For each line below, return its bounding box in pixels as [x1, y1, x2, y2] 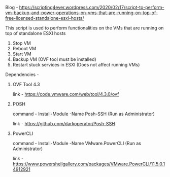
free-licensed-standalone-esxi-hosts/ [5, 15, 84, 21]
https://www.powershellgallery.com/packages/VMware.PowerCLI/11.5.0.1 [12, 161, 165, 167]
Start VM [12, 51, 31, 57]
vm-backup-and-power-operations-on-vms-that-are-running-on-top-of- [5, 10, 158, 16]
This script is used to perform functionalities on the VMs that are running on [5, 25, 164, 31]
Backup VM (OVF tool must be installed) [12, 56, 96, 62]
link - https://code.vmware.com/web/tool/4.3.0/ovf [12, 91, 119, 97]
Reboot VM [12, 46, 37, 51]
